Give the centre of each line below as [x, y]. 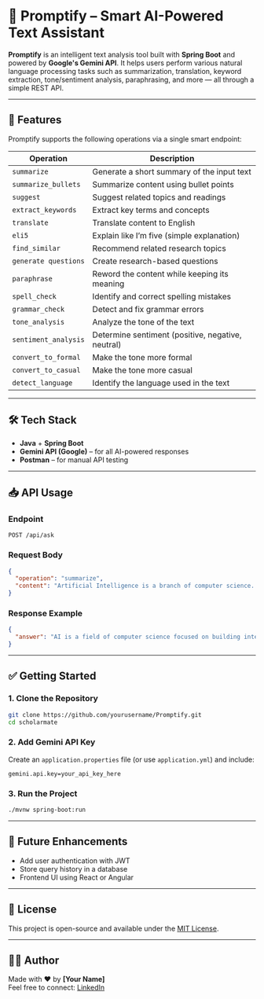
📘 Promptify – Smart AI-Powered [116, 16]
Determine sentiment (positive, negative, [167, 335]
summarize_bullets [46, 184]
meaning [108, 284]
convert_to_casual [46, 370]
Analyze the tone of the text [143, 321]
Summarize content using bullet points [163, 184]
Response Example [46, 613]
